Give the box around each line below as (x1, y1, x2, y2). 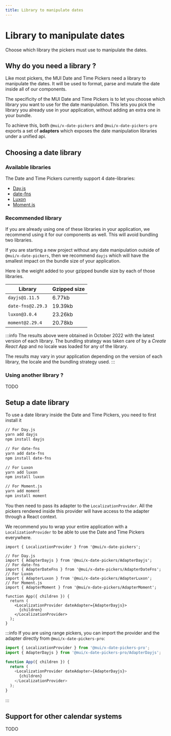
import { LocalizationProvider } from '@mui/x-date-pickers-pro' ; (5, 645, 150, 650)
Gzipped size (52, 286, 85, 293)
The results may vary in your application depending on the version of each (5, 353, 163, 360)
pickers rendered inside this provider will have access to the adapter (5, 508, 150, 514)
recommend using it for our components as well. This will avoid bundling (5, 232, 158, 238)
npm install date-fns (5, 455, 52, 461)
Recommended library (5, 214, 62, 222)
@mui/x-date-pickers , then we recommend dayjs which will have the (5, 252, 149, 259)
